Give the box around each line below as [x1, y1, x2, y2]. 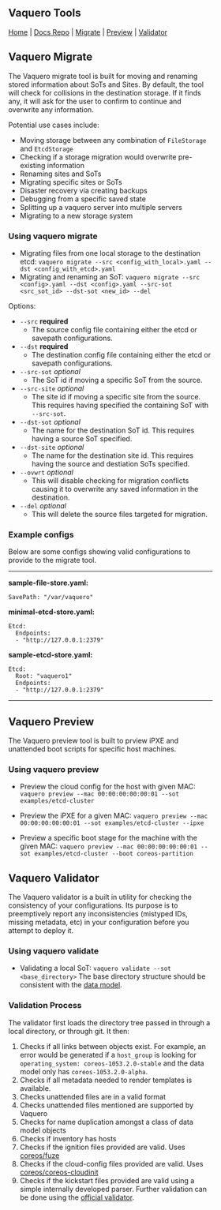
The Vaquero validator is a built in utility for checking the [8, 893, 193, 902]
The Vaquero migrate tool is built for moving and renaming [8, 71, 198, 81]
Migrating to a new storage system [20, 211, 133, 220]
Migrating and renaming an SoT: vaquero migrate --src [20, 272, 200, 281]
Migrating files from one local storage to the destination [20, 248, 201, 257]
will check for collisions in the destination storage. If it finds [8, 88, 201, 97]
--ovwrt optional [20, 467, 74, 477]
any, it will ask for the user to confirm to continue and [8, 96, 182, 106]
